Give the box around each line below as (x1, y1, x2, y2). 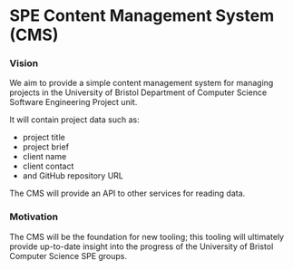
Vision (9, 57, 39, 70)
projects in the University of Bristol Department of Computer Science (9, 87, 268, 98)
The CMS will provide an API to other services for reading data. (9, 188, 246, 199)
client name (22, 151, 67, 162)
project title (22, 132, 65, 143)
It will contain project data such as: (9, 114, 140, 125)
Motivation (9, 210, 59, 223)
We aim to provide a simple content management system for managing (9, 78, 274, 89)
